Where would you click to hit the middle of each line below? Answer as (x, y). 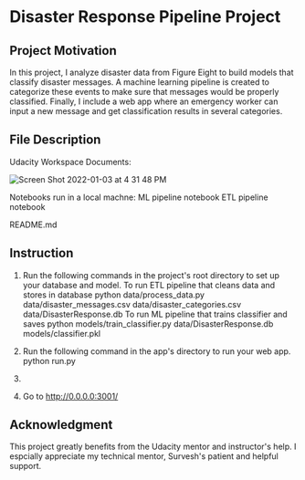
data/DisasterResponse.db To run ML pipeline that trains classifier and (155, 314)
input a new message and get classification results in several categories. (146, 111)
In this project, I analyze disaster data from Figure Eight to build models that (152, 72)
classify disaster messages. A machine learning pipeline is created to (139, 82)
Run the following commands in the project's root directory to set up (151, 275)
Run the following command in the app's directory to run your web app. (157, 351)
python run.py (49, 360)
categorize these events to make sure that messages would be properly (144, 92)
